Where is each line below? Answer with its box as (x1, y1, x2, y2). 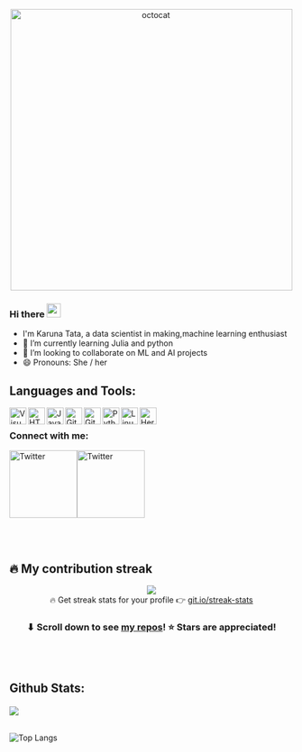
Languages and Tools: (9, 383, 137, 398)
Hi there (9, 307, 45, 320)
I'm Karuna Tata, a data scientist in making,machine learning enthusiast (22, 329, 288, 340)
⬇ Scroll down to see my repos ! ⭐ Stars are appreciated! (26, 621, 277, 634)
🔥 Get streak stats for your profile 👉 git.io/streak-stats (49, 594, 254, 605)
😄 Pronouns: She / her (22, 357, 108, 368)
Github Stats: (9, 680, 86, 695)
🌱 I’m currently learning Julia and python (22, 338, 174, 349)
